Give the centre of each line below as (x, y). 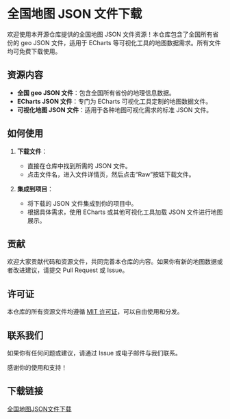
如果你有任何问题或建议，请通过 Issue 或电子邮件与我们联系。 (94, 353)
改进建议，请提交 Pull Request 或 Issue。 (71, 270)
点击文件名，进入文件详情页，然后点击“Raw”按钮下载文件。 (111, 174)
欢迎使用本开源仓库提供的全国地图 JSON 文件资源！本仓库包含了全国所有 (110, 34)
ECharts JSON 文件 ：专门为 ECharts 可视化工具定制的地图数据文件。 (114, 101)
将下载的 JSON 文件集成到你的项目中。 (82, 203)
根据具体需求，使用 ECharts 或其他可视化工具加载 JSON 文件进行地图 (125, 212)
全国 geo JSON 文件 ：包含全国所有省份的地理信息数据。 (96, 92)
